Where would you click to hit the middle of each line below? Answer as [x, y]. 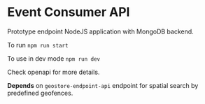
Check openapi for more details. [54, 72]
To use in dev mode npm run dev [54, 58]
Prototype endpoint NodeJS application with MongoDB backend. [100, 31]
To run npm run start [38, 45]
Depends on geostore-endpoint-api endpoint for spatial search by [103, 85]
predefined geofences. [40, 93]
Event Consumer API [69, 12]
